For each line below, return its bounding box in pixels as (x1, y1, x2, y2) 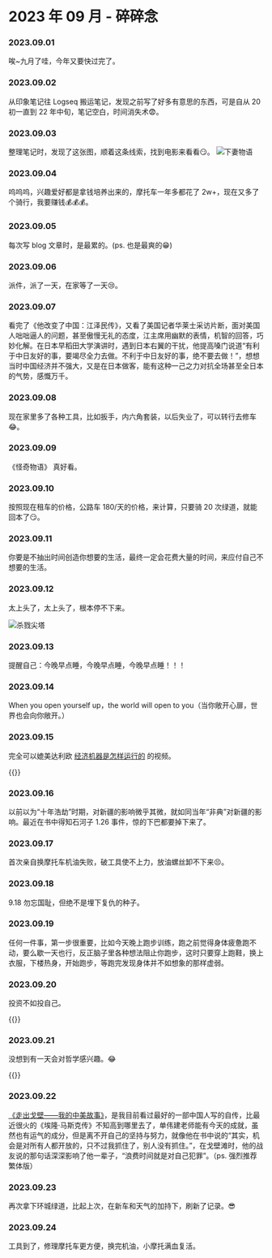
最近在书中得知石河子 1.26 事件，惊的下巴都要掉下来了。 (22, 816, 210, 826)
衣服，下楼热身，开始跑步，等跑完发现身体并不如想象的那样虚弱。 (8, 958, 228, 967)
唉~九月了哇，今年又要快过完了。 (8, 56, 120, 66)
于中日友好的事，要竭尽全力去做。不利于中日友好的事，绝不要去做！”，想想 (8, 351, 261, 361)
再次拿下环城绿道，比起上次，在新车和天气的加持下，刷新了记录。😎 (8, 1201, 236, 1211)
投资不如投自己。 (8, 998, 66, 1008)
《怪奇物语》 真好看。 (8, 462, 82, 472)
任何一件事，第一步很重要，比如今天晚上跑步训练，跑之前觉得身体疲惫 (8, 937, 243, 947)
